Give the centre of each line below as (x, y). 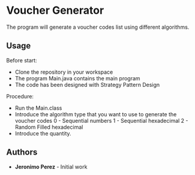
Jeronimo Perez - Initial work (51, 167)
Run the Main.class (38, 108)
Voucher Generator (55, 10)
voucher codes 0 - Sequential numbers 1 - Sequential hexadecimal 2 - (101, 120)
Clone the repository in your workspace (64, 72)
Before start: (22, 60)
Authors (22, 153)
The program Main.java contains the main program (77, 78)
